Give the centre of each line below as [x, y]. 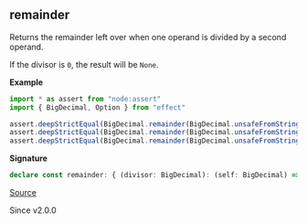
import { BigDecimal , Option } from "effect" [97, 107]
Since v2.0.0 [33, 210]
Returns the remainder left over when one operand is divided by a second [148, 37]
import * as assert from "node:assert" [85, 99]
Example [26, 82]
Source [23, 193]
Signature [29, 158]
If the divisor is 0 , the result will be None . [84, 64]
